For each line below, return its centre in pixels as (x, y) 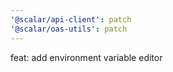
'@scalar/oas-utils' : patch (69, 29)
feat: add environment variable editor (86, 57)
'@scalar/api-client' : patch (71, 19)
